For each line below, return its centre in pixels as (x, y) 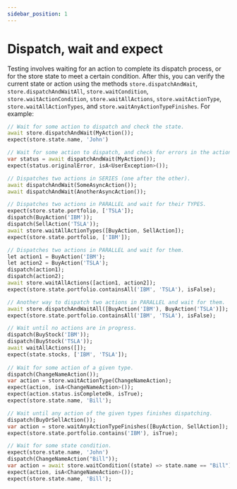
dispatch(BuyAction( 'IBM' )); (50, 218)
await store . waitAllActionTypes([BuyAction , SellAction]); (96, 231)
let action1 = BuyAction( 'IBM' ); (56, 257)
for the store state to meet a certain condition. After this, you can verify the (116, 76)
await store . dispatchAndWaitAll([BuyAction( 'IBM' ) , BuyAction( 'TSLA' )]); (118, 309)
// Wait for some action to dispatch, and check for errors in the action (120, 153)
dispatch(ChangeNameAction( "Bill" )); (63, 459)
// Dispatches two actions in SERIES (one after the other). (99, 178)
